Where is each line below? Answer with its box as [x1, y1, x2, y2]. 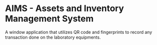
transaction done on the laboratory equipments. [5, 34, 101, 40]
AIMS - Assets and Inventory [5, 3, 124, 14]
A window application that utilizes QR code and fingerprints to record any [5, 29, 153, 35]
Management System [5, 13, 94, 24]
